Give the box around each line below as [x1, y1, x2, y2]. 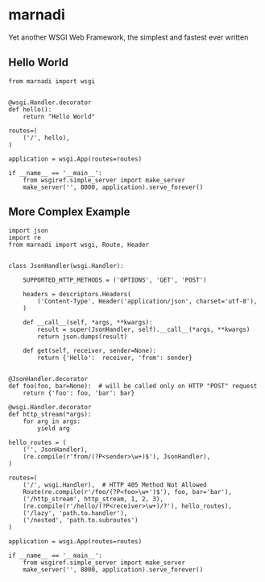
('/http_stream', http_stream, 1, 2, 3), [23, 495, 164, 503]
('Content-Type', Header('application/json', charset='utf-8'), [37, 297, 258, 305]
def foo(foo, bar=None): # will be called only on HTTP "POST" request [8, 382, 258, 390]
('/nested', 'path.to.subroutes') [23, 516, 139, 524]
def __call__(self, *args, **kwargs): [23, 318, 153, 326]
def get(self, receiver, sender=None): [23, 346, 157, 354]
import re [8, 233, 42, 241]
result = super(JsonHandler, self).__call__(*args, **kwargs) [37, 325, 251, 333]
